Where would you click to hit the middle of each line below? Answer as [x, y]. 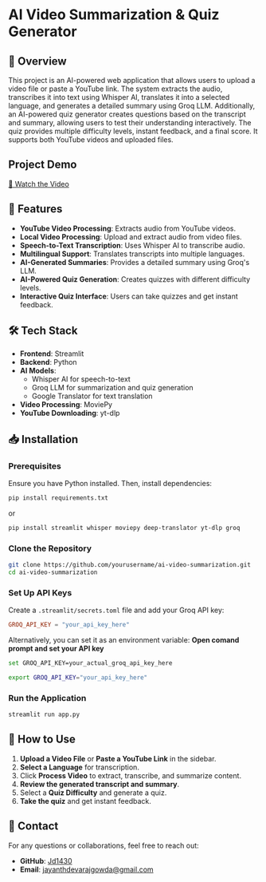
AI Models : [38, 371]
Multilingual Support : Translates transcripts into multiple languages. [132, 254]
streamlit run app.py [44, 715]
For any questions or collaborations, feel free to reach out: [104, 845]
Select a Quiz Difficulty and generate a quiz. [93, 793]
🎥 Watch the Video [39, 184]
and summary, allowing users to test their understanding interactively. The [130, 123]
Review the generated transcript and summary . [100, 784]
